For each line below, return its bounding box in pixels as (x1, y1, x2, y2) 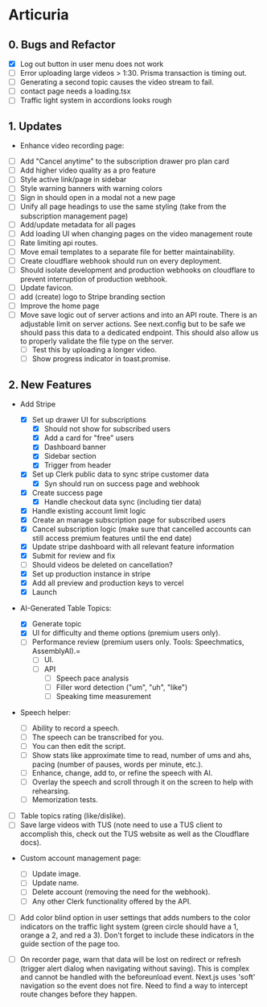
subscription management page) (19, 211, 129, 221)
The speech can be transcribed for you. (31, 732, 164, 742)
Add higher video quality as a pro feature (19, 165, 156, 175)
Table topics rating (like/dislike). (19, 811, 126, 821)
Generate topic (31, 619, 82, 629)
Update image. (31, 869, 81, 879)
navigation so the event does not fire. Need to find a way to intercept (19, 980, 249, 990)
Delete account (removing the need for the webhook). (31, 887, 211, 897)
